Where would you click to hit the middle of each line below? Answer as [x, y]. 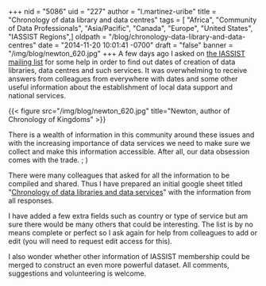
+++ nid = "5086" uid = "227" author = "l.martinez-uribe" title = [112, 11]
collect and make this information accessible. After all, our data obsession [129, 151]
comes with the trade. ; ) [48, 160]
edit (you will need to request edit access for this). [91, 241]
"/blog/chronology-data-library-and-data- [177, 36]
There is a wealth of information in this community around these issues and [131, 135]
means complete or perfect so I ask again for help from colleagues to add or [133, 233]
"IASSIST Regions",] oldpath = [58, 36]
